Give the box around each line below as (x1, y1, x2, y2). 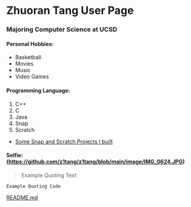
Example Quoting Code (6, 183, 61, 189)
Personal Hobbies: (6, 40, 54, 47)
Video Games (15, 73, 50, 80)
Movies (15, 60, 34, 67)
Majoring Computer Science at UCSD (6, 25, 118, 34)
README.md (6, 194, 38, 201)
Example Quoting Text (21, 171, 77, 179)
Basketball (15, 54, 41, 61)
